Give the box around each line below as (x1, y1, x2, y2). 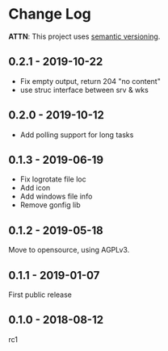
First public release (8, 290, 73, 299)
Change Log (8, 5, 91, 23)
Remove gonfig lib (19, 200, 81, 210)
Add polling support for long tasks (19, 130, 134, 140)
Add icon (19, 183, 51, 193)
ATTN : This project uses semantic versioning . (8, 31, 161, 41)
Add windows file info (19, 191, 93, 202)
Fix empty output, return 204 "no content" (19, 76, 162, 86)
